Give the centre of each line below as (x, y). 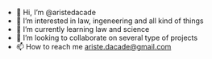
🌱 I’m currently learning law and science (83, 29)
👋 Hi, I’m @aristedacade (56, 12)
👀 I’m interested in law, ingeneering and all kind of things (110, 21)
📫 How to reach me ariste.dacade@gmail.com (94, 47)
